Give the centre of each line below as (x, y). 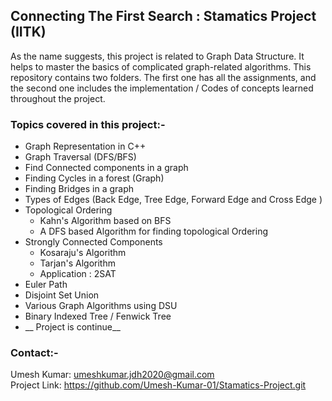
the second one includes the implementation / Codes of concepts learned (162, 88)
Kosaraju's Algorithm (83, 253)
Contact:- (34, 353)
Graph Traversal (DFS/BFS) (80, 157)
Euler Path (46, 285)
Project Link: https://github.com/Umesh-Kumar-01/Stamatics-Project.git (158, 385)
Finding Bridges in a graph (79, 189)
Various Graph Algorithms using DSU (101, 306)
